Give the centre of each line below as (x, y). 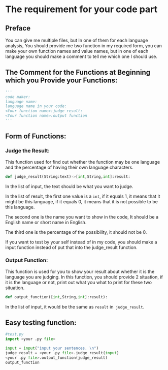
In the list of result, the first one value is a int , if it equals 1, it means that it (83, 196)
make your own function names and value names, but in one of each (77, 51)
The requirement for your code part (81, 9)
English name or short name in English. (46, 222)
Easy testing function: (41, 323)
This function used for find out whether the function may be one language (83, 162)
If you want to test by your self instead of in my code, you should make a (81, 242)
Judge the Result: (27, 151)
